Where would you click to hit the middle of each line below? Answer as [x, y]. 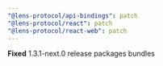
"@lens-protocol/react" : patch [60, 23]
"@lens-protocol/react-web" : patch [67, 31]
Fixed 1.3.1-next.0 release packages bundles [81, 54]
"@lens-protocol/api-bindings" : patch [73, 16]
